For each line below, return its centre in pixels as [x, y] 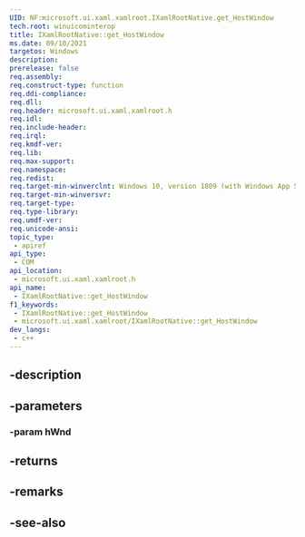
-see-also [38, 522]
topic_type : [32, 237]
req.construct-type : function [67, 85]
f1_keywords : [34, 305]
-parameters [46, 406]
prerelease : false [44, 69]
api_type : [28, 254]
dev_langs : [30, 330]
